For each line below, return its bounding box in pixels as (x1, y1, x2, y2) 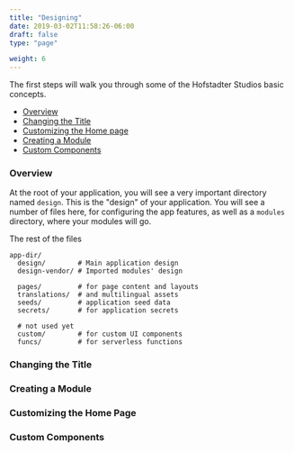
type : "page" (9, 38, 58, 48)
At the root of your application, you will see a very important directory (9, 187, 267, 198)
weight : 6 (9, 55, 47, 64)
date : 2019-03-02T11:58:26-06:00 (9, 22, 135, 31)
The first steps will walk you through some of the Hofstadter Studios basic (9, 79, 285, 90)
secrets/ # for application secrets (17, 306, 179, 315)
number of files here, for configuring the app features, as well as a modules (9, 206, 286, 217)
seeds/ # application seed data (17, 298, 171, 307)
